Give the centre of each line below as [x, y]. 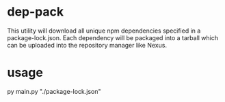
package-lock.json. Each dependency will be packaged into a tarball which [113, 37]
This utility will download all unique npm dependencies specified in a [104, 31]
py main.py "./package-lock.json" [54, 91]
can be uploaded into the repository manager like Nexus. [87, 45]
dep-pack [35, 12]
